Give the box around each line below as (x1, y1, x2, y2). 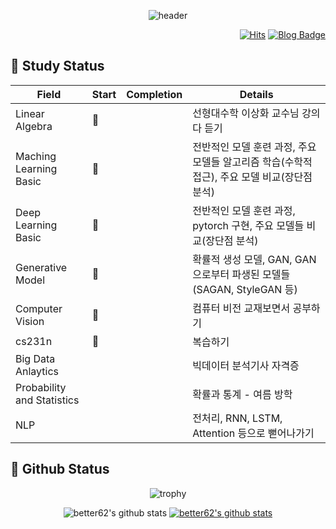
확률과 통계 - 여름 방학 (192, 387, 293, 401)
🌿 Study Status (10, 58, 105, 75)
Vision (15, 314, 45, 328)
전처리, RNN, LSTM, (192, 411, 283, 425)
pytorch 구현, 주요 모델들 (192, 218, 305, 232)
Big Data (15, 351, 56, 365)
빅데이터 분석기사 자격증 (192, 358, 300, 372)
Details (239, 87, 274, 101)
